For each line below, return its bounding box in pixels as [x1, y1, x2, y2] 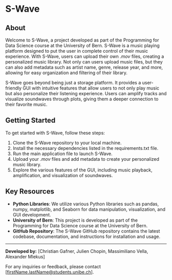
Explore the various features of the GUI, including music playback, [12, 167, 153, 173]
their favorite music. [5, 101, 48, 107]
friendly [5, 85, 22, 91]
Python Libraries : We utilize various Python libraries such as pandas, [12, 201, 159, 207]
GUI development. [12, 211, 51, 218]
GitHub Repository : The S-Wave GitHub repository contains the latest [12, 228, 160, 234]
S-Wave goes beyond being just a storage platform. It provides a [5, 80, 141, 85]
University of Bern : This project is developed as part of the [12, 217, 138, 223]
